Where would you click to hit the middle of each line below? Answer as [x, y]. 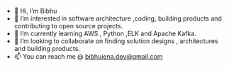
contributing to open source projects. [68, 26]
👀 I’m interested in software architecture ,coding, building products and [118, 18]
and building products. [47, 49]
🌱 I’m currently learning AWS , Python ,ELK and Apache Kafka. [105, 33]
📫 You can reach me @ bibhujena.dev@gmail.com [88, 56]
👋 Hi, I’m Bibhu [35, 11]
